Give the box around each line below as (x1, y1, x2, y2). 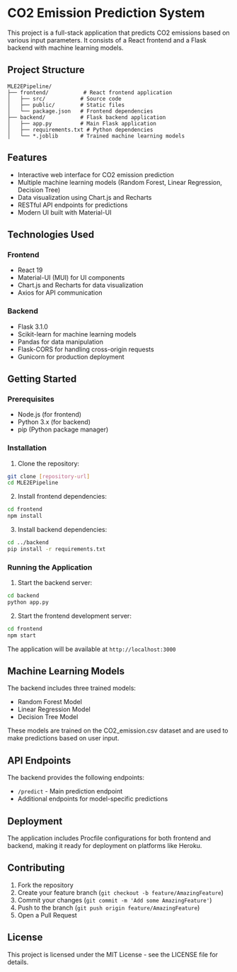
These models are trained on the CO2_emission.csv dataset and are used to (7, 726, 229, 735)
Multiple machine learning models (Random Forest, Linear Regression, (17, 178, 223, 186)
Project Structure (7, 64, 85, 76)
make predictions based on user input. (7, 734, 120, 742)
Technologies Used (7, 228, 94, 240)
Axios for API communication (17, 288, 103, 297)
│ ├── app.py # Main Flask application (7, 120, 157, 127)
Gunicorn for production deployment (17, 352, 125, 361)
